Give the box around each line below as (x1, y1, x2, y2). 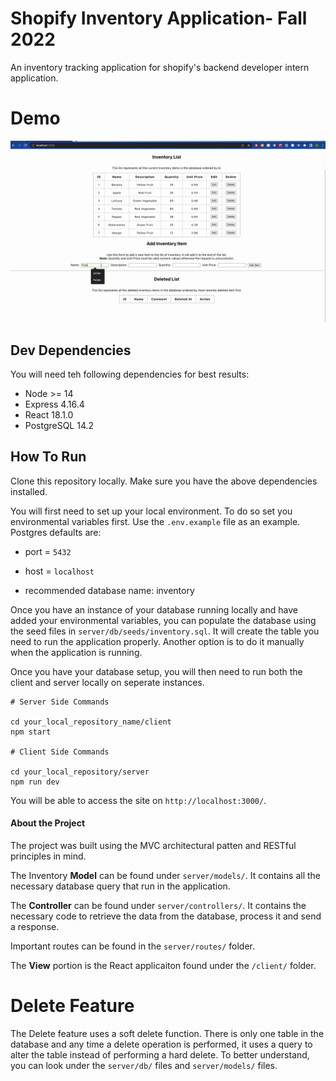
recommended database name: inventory (24, 584, 195, 596)
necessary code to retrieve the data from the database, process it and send (10, 910, 322, 922)
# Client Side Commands (10, 747, 110, 757)
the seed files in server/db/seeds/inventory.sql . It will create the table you (10, 625, 320, 637)
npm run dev (10, 777, 60, 787)
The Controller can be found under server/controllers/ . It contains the (10, 900, 307, 912)
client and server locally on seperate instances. (10, 676, 205, 688)
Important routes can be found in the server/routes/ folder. (10, 940, 255, 952)
